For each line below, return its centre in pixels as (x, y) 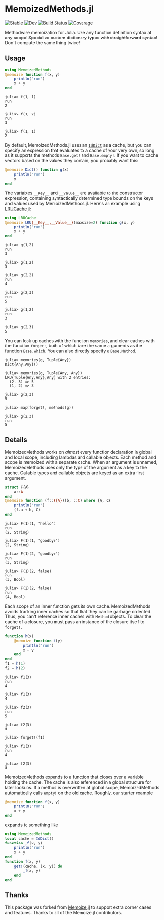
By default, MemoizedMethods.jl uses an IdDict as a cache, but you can (78, 145)
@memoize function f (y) (38, 641)
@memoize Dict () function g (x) (37, 170)
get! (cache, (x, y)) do (38, 866)
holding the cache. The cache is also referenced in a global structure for (78, 782)
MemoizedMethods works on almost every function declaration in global (79, 452)
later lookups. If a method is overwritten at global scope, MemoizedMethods (82, 787)
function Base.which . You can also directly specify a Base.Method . (71, 351)
